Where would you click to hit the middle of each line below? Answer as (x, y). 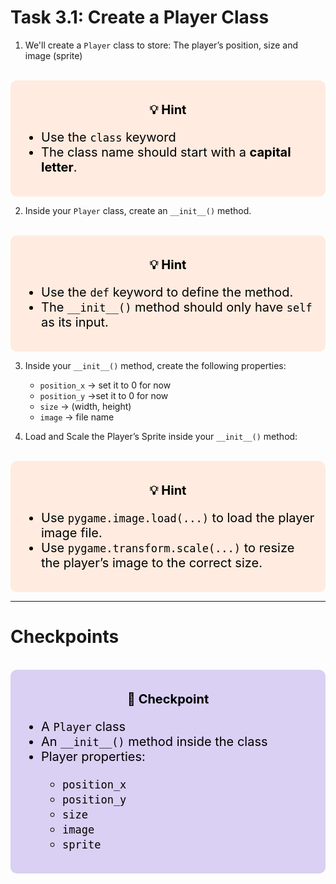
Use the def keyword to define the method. (167, 292)
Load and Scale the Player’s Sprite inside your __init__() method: (161, 436)
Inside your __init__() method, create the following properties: (155, 365)
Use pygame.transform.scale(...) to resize (168, 547)
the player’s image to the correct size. (152, 562)
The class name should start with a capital (166, 152)
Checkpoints (65, 637)
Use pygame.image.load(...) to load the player (178, 517)
